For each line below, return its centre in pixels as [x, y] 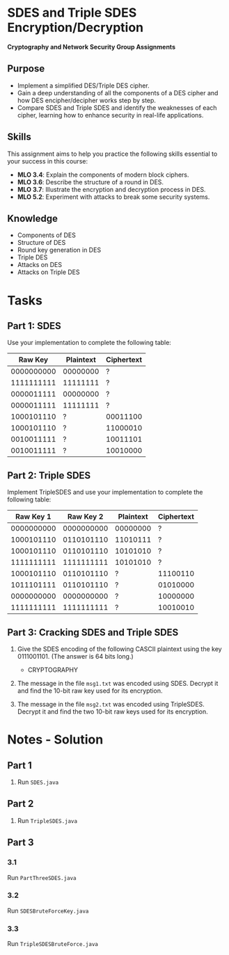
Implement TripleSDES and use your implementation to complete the [105, 492]
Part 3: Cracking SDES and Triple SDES [93, 632]
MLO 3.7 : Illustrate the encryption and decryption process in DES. [111, 189]
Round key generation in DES [59, 250]
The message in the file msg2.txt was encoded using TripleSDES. [111, 704]
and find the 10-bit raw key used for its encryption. [90, 691]
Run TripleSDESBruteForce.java [53, 944]
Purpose [26, 69]
